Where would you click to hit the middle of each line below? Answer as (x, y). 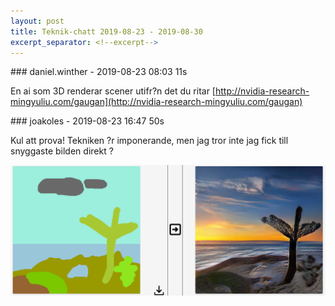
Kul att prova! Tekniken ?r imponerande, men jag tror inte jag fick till (149, 141)
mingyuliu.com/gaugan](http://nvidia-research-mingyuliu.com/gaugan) (156, 102)
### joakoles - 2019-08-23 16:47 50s (87, 121)
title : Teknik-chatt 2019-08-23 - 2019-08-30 (106, 31)
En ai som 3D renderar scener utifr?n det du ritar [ (113, 91)
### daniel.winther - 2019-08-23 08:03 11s (99, 72)
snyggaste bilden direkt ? (62, 151)
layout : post (37, 21)
